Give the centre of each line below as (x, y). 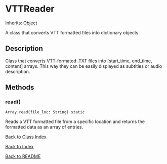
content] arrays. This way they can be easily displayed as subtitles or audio (84, 66)
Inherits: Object (21, 23)
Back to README (23, 156)
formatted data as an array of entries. (44, 127)
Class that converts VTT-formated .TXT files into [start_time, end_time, (79, 61)
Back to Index (19, 147)
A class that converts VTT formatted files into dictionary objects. (73, 32)
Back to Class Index (26, 137)
